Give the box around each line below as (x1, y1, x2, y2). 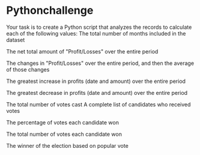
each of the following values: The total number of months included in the (6, 29, 186, 37)
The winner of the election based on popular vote (6, 142, 129, 149)
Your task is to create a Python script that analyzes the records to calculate (6, 23, 192, 31)
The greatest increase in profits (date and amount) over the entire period (6, 77, 186, 85)
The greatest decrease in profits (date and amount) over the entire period (6, 89, 188, 96)
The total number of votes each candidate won (6, 130, 122, 138)
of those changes (6, 65, 50, 73)
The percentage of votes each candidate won (6, 118, 119, 126)
